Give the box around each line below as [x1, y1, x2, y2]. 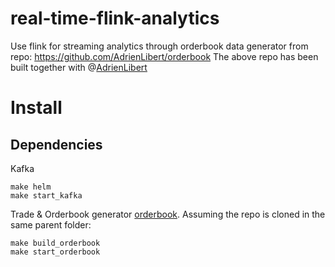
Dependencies [10, 136, 103, 153]
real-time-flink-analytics [10, 7, 220, 30]
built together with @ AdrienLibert [10, 61, 148, 73]
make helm [10, 182, 52, 192]
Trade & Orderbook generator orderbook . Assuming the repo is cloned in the [10, 208, 326, 220]
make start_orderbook [10, 247, 101, 257]
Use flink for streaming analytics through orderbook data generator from [10, 40, 309, 52]
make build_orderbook [10, 238, 101, 248]
